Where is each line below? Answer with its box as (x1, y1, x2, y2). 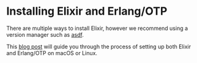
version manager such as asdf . (6, 31, 84, 38)
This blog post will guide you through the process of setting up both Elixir (6, 43, 191, 50)
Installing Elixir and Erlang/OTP (6, 4, 168, 18)
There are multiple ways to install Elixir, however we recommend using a (6, 24, 188, 32)
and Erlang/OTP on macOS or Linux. (6, 49, 98, 56)
